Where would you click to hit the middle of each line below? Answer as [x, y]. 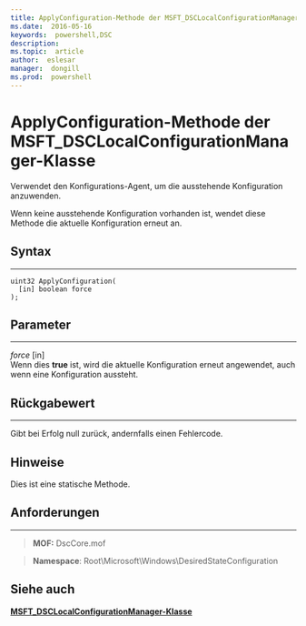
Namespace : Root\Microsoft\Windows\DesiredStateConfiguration [155, 560]
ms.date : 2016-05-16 [51, 26]
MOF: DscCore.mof [69, 543]
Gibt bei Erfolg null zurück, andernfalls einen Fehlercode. [117, 434]
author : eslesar [43, 60]
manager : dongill [45, 69]
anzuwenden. [36, 196]
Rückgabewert [53, 403]
